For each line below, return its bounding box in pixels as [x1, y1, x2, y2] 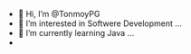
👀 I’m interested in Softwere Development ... [17, 18, 183, 29]
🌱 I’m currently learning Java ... [17, 28, 135, 38]
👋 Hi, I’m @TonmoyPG [17, 9, 100, 19]
